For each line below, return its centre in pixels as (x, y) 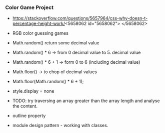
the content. (25, 106)
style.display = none (33, 91)
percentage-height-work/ (38, 23)
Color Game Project (29, 7)
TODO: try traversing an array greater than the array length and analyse (86, 101)
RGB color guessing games (40, 33)
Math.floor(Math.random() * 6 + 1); (48, 82)
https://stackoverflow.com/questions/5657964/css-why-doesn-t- (80, 18)
